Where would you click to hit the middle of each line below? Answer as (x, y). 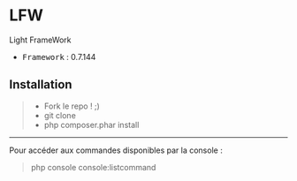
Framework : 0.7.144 (59, 57)
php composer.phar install (91, 124)
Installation (41, 85)
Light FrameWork (41, 40)
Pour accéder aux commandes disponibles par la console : (116, 150)
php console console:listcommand (93, 167)
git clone (60, 115)
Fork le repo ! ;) (72, 106)
